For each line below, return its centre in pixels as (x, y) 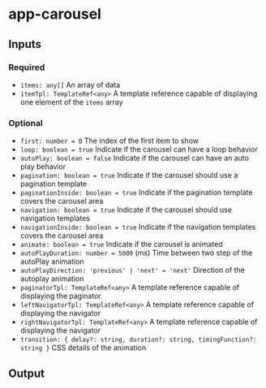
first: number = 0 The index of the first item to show (109, 141)
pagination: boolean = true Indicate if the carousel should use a (129, 175)
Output (26, 373)
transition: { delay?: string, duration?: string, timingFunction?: (138, 340)
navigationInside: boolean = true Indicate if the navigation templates (138, 227)
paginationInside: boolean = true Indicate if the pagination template (136, 192)
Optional (26, 123)
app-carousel (55, 14)
